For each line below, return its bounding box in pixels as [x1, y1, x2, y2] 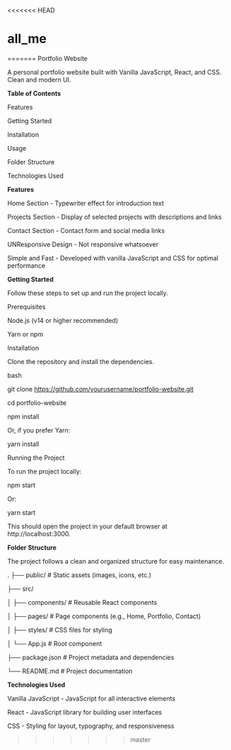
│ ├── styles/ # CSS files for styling [7, 625, 113, 634]
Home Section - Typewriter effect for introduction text [7, 198, 165, 208]
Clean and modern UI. [7, 75, 71, 84]
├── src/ [7, 584, 34, 593]
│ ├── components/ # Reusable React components [7, 598, 158, 606]
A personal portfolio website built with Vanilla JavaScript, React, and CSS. [7, 67, 222, 76]
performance [7, 261, 46, 270]
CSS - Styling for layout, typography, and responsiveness [7, 722, 174, 730]
